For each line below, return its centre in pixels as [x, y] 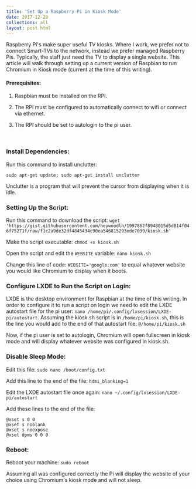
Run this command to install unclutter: [52, 164]
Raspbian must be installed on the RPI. [61, 96]
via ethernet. [30, 114]
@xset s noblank [26, 424]
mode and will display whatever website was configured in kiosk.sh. [88, 342]
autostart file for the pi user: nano [46, 311]
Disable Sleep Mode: [36, 357]
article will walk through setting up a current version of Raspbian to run [92, 63]
